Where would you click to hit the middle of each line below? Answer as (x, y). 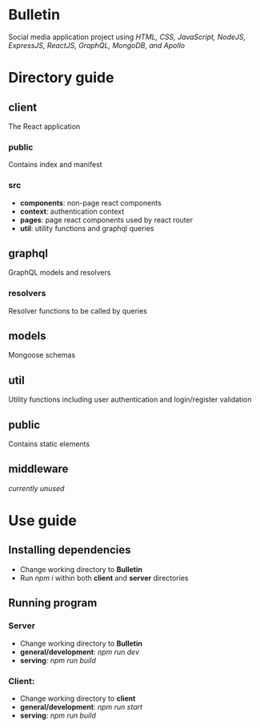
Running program (53, 603)
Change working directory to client (78, 698)
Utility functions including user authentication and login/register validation (130, 400)
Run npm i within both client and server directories (104, 578)
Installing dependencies (70, 550)
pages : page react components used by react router (106, 220)
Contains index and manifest (55, 165)
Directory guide (61, 78)
